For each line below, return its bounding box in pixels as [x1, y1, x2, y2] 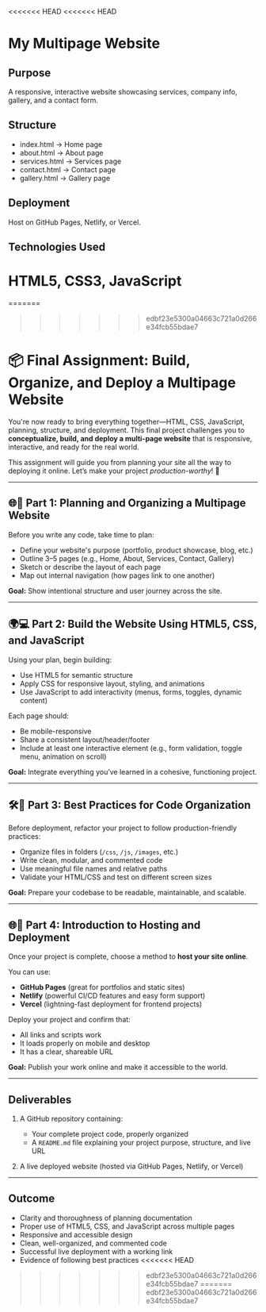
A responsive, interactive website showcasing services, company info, [8, 87, 237, 96]
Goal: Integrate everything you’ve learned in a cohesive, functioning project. [8, 767, 257, 776]
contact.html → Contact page [19, 164, 116, 174]
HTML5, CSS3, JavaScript [8, 272, 182, 290]
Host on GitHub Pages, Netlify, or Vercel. [8, 217, 141, 227]
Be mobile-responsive [19, 726, 93, 736]
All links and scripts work [19, 1030, 102, 1040]
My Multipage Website [8, 35, 161, 52]
